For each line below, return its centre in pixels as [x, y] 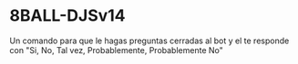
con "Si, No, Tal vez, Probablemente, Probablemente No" [116, 50]
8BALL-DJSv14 [67, 16]
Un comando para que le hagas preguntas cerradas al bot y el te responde [149, 41]
